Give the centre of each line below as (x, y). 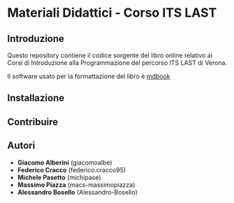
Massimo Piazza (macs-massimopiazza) (76, 185)
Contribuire (33, 122)
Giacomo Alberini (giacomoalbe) (65, 163)
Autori (21, 145)
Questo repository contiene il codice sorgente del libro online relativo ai (110, 55)
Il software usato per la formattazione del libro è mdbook (89, 76)
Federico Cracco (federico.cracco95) (72, 170)
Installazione (36, 98)
